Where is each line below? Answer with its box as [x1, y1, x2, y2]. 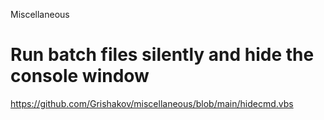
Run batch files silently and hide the [10, 44, 315, 66]
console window [10, 65, 150, 88]
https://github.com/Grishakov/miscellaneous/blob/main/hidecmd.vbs [10, 97, 294, 109]
